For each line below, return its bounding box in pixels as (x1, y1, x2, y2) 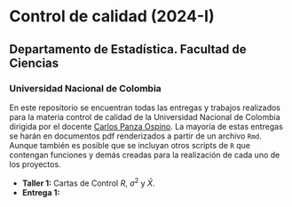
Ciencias (9, 55, 59, 70)
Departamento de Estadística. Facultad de (9, 42, 247, 57)
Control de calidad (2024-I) (9, 6, 215, 27)
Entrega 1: (21, 187, 60, 197)
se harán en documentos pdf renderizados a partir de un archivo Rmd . (9, 131, 262, 141)
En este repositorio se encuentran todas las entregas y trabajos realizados (9, 102, 281, 113)
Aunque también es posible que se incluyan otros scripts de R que (9, 139, 251, 150)
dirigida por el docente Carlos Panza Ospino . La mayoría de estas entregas (9, 121, 284, 131)
